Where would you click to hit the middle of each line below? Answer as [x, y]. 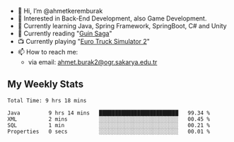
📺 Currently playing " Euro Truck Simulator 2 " [84, 41]
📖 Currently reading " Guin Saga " [65, 33]
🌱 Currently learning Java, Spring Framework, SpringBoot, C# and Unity [122, 26]
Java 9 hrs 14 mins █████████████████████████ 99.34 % [109, 113]
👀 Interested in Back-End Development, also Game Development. [112, 18]
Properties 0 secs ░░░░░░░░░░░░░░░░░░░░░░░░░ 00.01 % [109, 131]
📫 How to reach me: [48, 52]
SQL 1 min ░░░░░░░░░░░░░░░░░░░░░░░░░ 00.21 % [109, 125]
